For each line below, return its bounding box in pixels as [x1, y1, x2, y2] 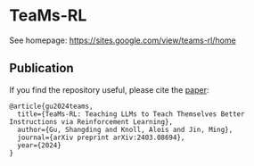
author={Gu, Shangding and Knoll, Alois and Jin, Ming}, [17, 125, 234, 134]
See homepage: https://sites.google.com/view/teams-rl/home [9, 35, 236, 46]
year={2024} [17, 140, 62, 150]
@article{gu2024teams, [9, 102, 94, 111]
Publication [9, 61, 74, 76]
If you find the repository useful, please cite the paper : [9, 84, 209, 95]
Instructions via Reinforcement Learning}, [9, 117, 174, 126]
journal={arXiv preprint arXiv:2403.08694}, [17, 133, 185, 142]
